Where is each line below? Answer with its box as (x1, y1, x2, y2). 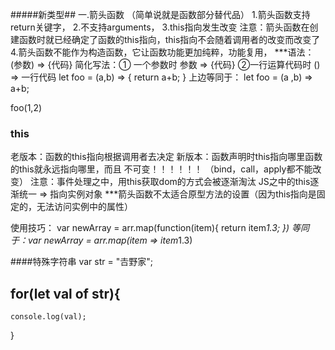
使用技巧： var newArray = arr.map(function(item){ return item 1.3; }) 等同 (10, 222, 310, 234)
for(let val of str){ (10, 285, 121, 302)
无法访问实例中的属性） (36, 201, 133, 213)
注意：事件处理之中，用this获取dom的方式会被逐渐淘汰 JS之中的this (29, 176, 311, 188)
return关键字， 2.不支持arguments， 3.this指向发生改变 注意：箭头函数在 (10, 21, 310, 33)
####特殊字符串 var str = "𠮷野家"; (10, 256, 153, 268)
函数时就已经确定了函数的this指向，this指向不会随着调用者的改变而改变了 (18, 34, 321, 45)
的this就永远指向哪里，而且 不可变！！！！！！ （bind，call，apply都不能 (10, 163, 313, 175)
